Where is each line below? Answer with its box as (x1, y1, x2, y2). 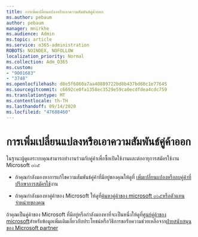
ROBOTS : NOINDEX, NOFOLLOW (6, 48, 74, 54)
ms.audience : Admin (6, 31, 55, 37)
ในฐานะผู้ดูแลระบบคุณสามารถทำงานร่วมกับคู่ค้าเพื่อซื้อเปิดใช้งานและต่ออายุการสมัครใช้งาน (6, 155, 179, 162)
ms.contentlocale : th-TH (6, 98, 68, 104)
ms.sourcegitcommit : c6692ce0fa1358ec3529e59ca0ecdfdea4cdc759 (6, 87, 167, 93)
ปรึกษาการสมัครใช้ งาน (14, 180, 59, 187)
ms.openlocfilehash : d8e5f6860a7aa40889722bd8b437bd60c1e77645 (6, 81, 167, 87)
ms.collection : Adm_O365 (6, 59, 68, 65)
